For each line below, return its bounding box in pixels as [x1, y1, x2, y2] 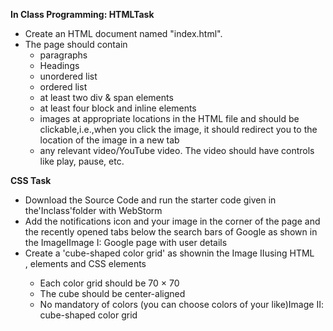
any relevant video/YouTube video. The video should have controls [39, 145, 315, 156]
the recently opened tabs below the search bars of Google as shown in [24, 226, 318, 238]
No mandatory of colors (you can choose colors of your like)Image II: [39, 299, 324, 310]
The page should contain [24, 39, 128, 50]
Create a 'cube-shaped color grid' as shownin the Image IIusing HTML [24, 247, 315, 259]
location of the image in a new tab [39, 134, 180, 146]
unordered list [39, 70, 98, 82]
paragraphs [39, 49, 88, 61]
